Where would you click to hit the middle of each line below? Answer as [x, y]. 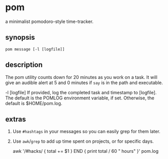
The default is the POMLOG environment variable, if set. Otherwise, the [80, 98]
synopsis [20, 37]
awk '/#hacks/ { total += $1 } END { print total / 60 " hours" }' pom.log [86, 151]
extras [16, 119]
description [24, 65]
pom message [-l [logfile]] [35, 49]
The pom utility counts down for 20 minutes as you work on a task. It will [81, 77]
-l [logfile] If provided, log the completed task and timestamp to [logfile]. [81, 92]
